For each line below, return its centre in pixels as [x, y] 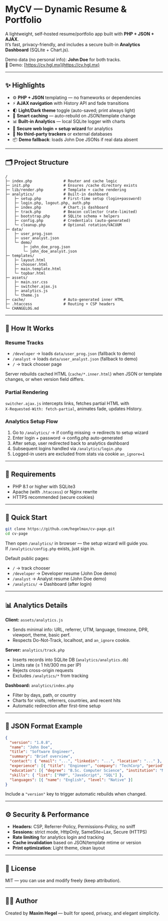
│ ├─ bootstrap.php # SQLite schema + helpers [62, 216]
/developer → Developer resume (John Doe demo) [64, 574]
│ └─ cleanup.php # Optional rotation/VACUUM [63, 225]
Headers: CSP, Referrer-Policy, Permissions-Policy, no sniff [74, 827]
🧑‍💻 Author [21, 901]
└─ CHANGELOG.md [22, 308]
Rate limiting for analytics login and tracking [58, 837]
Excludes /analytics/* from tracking [50, 676]
